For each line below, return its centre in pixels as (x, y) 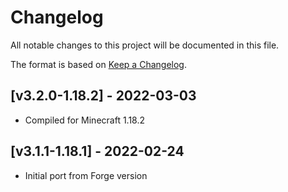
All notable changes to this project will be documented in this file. (145, 45)
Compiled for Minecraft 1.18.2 (85, 120)
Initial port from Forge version (86, 175)
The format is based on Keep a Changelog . (98, 64)
